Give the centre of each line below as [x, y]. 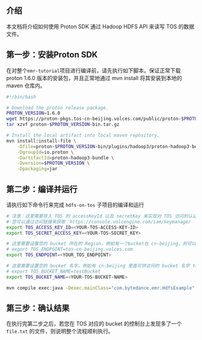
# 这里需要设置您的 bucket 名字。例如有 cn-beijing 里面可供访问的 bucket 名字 [98, 266]
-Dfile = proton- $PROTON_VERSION [56, 146]
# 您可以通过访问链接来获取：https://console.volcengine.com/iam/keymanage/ [99, 221]
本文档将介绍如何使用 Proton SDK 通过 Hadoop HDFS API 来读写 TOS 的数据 [100, 26]
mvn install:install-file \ [41, 141]
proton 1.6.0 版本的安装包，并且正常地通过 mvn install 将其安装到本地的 [94, 78]
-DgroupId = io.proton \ [45, 152]
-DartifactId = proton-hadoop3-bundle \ [66, 158]
